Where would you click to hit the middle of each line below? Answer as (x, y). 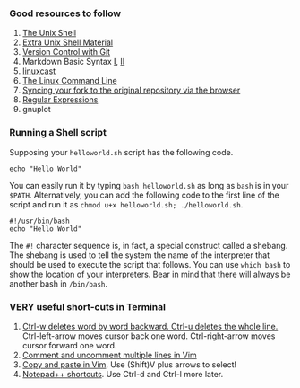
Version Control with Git (66, 52)
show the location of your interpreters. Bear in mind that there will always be (150, 274)
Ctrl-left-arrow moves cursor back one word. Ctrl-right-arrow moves (149, 336)
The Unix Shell (49, 33)
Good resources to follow (65, 13)
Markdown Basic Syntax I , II (73, 62)
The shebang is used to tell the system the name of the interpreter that (140, 255)
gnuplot (36, 110)
